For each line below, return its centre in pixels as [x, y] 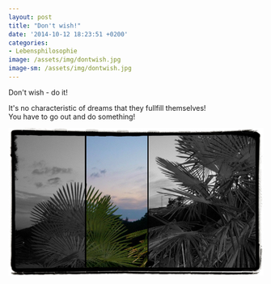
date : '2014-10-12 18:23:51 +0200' [68, 34]
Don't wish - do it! [38, 92]
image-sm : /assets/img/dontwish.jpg [70, 69]
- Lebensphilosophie [43, 51]
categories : [28, 43]
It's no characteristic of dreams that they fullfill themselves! [107, 108]
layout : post [30, 17]
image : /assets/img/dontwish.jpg [65, 60]
